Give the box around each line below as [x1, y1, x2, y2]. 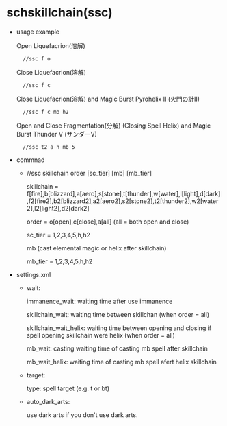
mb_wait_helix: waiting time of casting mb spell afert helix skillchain [26, 357, 217, 366]
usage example [16, 27, 59, 36]
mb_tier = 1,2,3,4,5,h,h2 [26, 257, 93, 265]
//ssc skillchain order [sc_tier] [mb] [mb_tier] [26, 169, 152, 177]
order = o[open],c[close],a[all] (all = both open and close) [26, 217, 189, 226]
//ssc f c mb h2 [23, 108, 69, 115]
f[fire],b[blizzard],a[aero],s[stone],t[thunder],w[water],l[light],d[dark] [26, 189, 221, 198]
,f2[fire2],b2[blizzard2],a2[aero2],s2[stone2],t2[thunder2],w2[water [26, 197, 219, 205]
